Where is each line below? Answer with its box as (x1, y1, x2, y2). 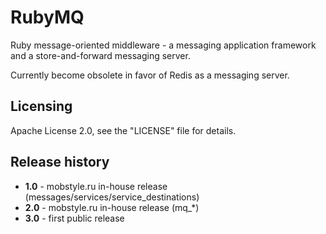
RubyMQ (10, 6, 85, 29)
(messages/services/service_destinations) (24, 191, 200, 203)
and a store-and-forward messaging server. (10, 49, 191, 61)
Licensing (10, 98, 73, 115)
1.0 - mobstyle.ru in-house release (24, 180, 168, 192)
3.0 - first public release (24, 212, 125, 224)
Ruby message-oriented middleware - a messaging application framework (10, 39, 317, 51)
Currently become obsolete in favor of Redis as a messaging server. (10, 69, 290, 81)
